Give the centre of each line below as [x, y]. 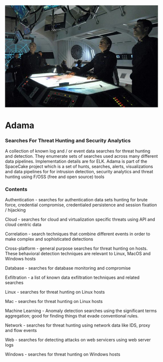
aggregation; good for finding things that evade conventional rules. [72, 316]
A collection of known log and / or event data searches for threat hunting [78, 151]
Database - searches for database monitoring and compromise [68, 268]
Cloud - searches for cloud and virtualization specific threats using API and [80, 219]
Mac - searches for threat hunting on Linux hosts [54, 302]
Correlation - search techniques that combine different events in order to [78, 234]
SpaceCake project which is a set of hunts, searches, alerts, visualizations [79, 166]
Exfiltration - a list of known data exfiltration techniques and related [72, 278]
